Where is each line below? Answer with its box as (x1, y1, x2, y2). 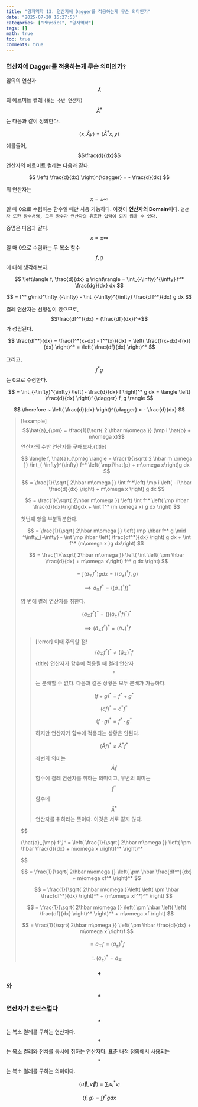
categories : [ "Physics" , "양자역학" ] (6, 20, 95, 25)
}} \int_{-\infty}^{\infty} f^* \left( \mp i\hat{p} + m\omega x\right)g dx (23, 461, 190, 468)
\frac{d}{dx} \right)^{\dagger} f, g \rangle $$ (45, 395, 154, 402)
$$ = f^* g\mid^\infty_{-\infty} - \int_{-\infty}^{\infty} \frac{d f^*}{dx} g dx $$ (7, 294, 192, 301)
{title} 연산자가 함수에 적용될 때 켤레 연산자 (35, 660, 134, 667)
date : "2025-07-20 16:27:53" (6, 14, 78, 20)
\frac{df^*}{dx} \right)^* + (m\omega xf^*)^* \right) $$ (40, 892, 173, 899)
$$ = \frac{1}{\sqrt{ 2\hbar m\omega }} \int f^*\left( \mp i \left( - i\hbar (21, 479, 192, 486)
